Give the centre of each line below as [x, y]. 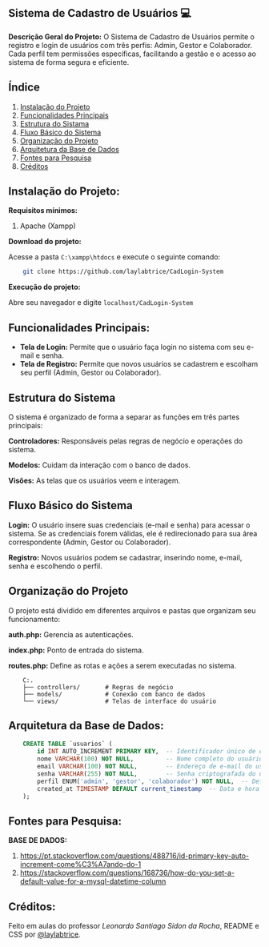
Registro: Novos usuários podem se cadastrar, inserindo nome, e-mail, [125, 557]
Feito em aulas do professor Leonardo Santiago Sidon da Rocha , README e [134, 926]
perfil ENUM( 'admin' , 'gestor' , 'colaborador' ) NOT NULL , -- [143, 781]
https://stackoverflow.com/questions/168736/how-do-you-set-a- [127, 873]
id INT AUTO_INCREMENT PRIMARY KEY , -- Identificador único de [147, 752]
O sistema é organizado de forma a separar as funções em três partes [124, 417]
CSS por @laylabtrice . [45, 934]
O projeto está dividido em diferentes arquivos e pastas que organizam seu [132, 610]
